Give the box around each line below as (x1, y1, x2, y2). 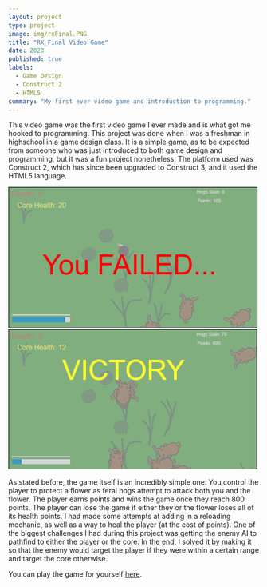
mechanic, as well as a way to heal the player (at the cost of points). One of (8, 520, 256, 529)
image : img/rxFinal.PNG (8, 30, 88, 38)
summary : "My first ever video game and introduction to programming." (8, 97, 251, 106)
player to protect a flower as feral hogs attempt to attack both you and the (8, 486, 251, 496)
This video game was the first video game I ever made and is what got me (8, 120, 251, 130)
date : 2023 (8, 46, 45, 55)
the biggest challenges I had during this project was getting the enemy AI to (8, 529, 257, 538)
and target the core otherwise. (8, 554, 108, 564)
